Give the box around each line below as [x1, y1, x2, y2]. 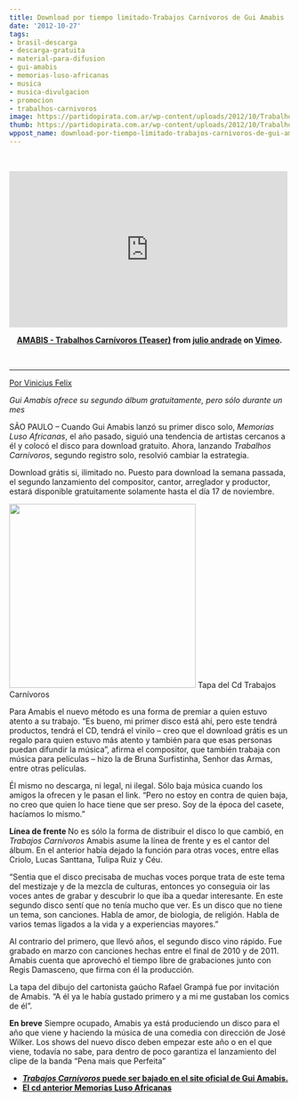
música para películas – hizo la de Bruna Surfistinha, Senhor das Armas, [9, 753, 273, 764]
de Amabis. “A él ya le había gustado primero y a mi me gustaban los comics [9, 991, 290, 1001]
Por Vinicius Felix [9, 377, 73, 388]
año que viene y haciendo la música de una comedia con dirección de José [9, 1027, 287, 1038]
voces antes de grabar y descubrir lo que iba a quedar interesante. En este [9, 890, 283, 901]
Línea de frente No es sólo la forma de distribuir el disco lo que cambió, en [9, 825, 284, 837]
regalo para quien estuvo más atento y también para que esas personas [9, 734, 273, 745]
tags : [9, 29, 29, 38]
